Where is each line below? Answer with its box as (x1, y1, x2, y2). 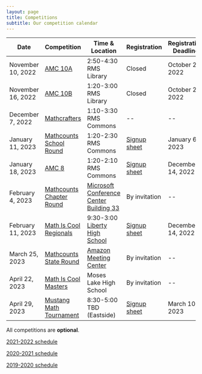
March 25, (9, 250, 39, 258)
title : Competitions (6, 14, 58, 21)
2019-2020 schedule (6, 361, 58, 369)
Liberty (87, 221, 107, 230)
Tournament (44, 311, 79, 320)
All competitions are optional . (6, 326, 80, 334)
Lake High (87, 279, 116, 287)
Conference (87, 189, 121, 197)
